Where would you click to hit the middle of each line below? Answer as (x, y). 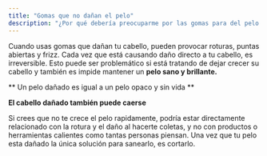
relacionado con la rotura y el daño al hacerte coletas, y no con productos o (133, 126)
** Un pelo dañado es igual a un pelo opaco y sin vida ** (101, 87)
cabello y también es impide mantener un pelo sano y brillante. (113, 71)
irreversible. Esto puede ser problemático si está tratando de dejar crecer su (134, 63)
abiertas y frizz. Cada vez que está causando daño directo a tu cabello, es (131, 54)
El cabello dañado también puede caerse (77, 102)
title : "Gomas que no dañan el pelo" (71, 16)
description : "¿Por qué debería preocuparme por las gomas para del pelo (134, 23)
